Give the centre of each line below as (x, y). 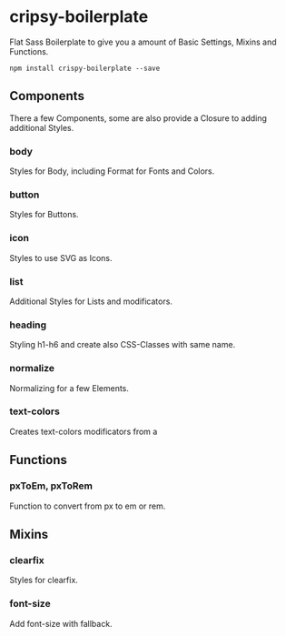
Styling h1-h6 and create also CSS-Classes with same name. (123, 345)
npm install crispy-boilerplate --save (85, 68)
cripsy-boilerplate (79, 17)
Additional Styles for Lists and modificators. (91, 301)
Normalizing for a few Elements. (69, 388)
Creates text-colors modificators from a (84, 431)
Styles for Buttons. (44, 215)
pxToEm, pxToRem (51, 486)
